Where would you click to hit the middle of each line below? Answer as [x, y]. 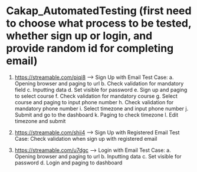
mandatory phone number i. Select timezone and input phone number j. [101, 108]
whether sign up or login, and [79, 36]
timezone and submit [40, 121]
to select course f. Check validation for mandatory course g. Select [96, 96]
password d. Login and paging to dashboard [68, 163]
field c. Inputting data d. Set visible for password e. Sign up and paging [101, 90]
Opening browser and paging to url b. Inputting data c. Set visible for [98, 156]
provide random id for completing [90, 49]
